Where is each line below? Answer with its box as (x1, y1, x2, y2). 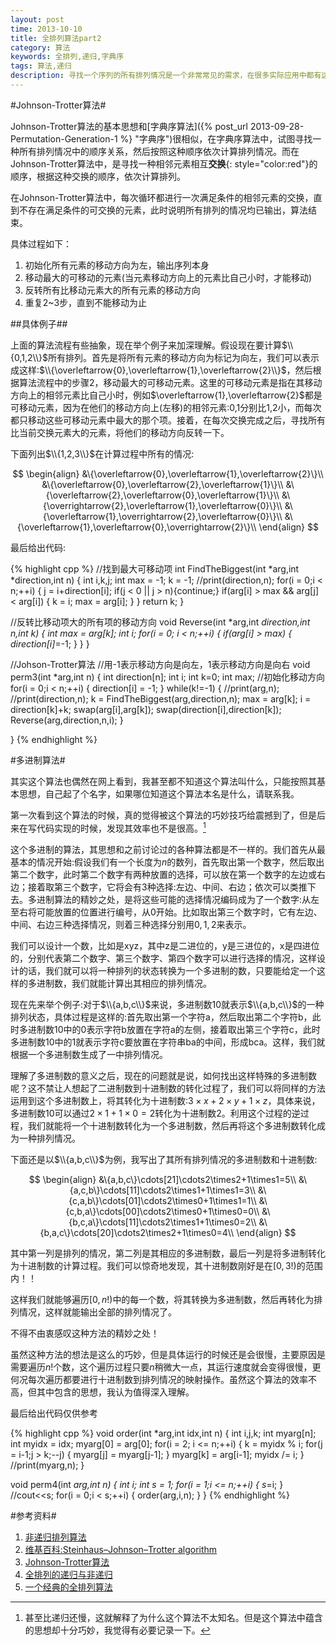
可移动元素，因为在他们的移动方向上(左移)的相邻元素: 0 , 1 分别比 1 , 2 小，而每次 (10, 401, 322, 413)
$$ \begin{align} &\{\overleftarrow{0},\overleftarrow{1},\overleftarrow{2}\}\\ (12, 467, 324, 480)
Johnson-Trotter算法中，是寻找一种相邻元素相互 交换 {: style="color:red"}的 (10, 157, 318, 170)
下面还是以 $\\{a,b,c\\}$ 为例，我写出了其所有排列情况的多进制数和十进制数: (10, 1153, 318, 1165)
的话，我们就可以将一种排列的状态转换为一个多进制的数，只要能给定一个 (18, 964, 317, 976)
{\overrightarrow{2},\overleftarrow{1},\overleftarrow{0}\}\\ (43, 499, 283, 511)
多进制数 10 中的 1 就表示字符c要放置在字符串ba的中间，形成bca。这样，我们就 (10, 1036, 326, 1048)
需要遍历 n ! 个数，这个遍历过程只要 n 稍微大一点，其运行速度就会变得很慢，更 (10, 1361, 322, 1373)
